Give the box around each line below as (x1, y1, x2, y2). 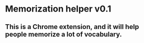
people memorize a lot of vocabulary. (5, 30, 122, 38)
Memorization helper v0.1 (5, 3, 111, 14)
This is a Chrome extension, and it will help (5, 23, 139, 31)
